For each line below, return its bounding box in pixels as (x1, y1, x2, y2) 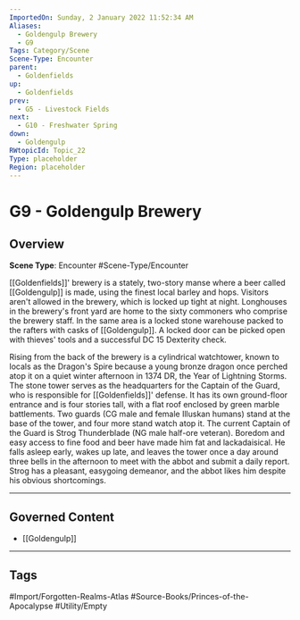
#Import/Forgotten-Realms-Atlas (9, 591, 129, 601)
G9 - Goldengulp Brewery (9, 201, 203, 222)
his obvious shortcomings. (9, 475, 107, 486)
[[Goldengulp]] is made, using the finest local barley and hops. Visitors (9, 287, 270, 297)
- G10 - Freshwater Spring (17, 121, 118, 130)
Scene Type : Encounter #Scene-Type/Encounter (9, 260, 189, 271)
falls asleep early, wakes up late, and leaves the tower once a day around (9, 447, 279, 457)
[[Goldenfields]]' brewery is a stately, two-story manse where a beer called (9, 278, 286, 289)
